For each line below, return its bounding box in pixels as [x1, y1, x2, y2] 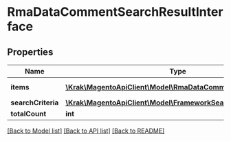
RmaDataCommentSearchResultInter [7, 4, 223, 20]
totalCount [10, 109, 47, 118]
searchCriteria [10, 98, 59, 107]
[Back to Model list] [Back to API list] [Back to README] [7, 127, 165, 135]
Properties [7, 46, 54, 58]
